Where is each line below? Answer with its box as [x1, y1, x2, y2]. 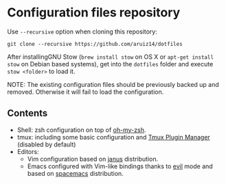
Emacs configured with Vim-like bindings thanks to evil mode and [27, 162, 213, 170]
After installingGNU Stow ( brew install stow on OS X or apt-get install [7, 53, 214, 61]
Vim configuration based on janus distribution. [27, 155, 159, 163]
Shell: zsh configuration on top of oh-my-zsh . [16, 125, 146, 134]
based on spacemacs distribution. [27, 169, 124, 177]
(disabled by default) [16, 140, 76, 148]
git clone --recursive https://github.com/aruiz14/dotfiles [7, 40, 183, 47]
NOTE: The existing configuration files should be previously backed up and [7, 80, 220, 88]
